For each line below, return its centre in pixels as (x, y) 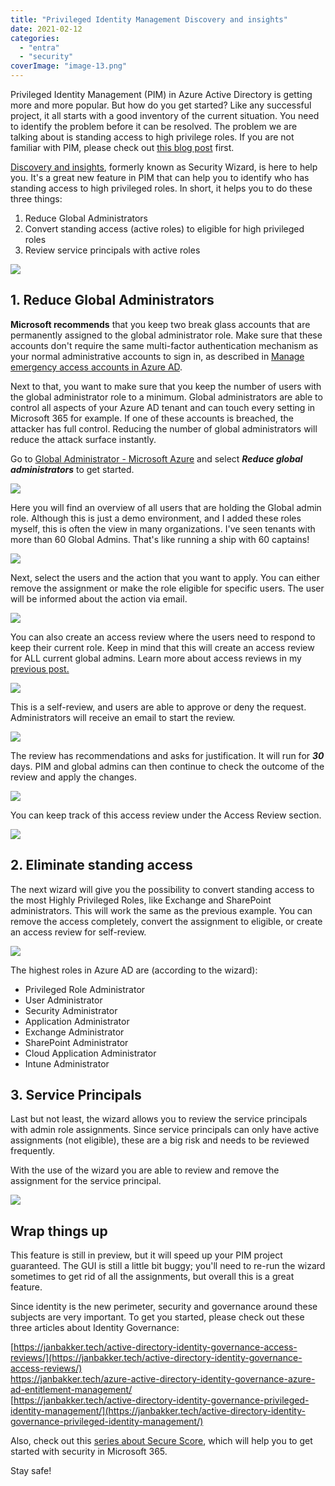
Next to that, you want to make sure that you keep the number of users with (166, 386)
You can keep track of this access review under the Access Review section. (166, 815)
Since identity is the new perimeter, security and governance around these (164, 1307)
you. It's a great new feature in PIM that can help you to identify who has (160, 177)
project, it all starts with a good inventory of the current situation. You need (165, 115)
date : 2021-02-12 (46, 29)
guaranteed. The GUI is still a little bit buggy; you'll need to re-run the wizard (168, 1266)
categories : (35, 38)
